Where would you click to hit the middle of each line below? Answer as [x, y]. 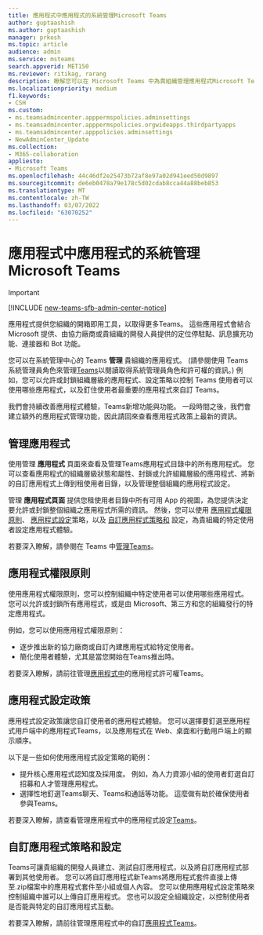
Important [24, 293]
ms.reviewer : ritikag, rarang [58, 74]
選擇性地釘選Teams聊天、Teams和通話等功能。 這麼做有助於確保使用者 [135, 793]
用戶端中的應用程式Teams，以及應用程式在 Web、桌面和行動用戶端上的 [130, 730]
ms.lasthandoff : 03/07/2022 [54, 205]
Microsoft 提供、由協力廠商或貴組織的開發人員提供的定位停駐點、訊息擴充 [127, 334]
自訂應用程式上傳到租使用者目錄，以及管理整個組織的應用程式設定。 [124, 483]
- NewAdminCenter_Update [49, 139]
